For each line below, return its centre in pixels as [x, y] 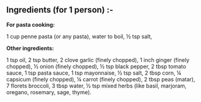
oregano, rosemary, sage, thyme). [49, 92]
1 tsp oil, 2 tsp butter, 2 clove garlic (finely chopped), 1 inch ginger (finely [98, 59]
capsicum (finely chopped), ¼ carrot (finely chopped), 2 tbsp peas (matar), [101, 79]
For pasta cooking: [31, 24]
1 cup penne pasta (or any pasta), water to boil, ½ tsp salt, [79, 36]
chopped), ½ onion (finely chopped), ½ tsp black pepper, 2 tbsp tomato [96, 66]
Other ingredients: [30, 48]
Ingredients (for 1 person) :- [60, 10]
